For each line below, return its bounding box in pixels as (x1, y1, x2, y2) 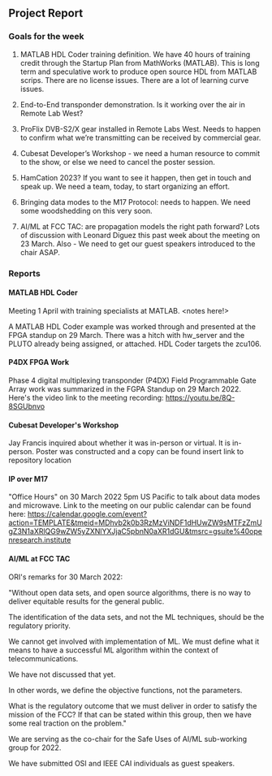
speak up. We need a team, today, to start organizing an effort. (19, 181, 230, 191)
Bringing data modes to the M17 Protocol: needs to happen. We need (19, 197, 251, 206)
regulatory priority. (8, 621, 71, 631)
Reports (8, 267, 41, 279)
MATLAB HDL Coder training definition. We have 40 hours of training (19, 49, 250, 59)
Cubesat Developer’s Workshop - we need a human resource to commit (19, 148, 261, 158)
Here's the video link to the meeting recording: (8, 393, 164, 403)
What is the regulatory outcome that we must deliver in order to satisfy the (8, 700, 257, 710)
